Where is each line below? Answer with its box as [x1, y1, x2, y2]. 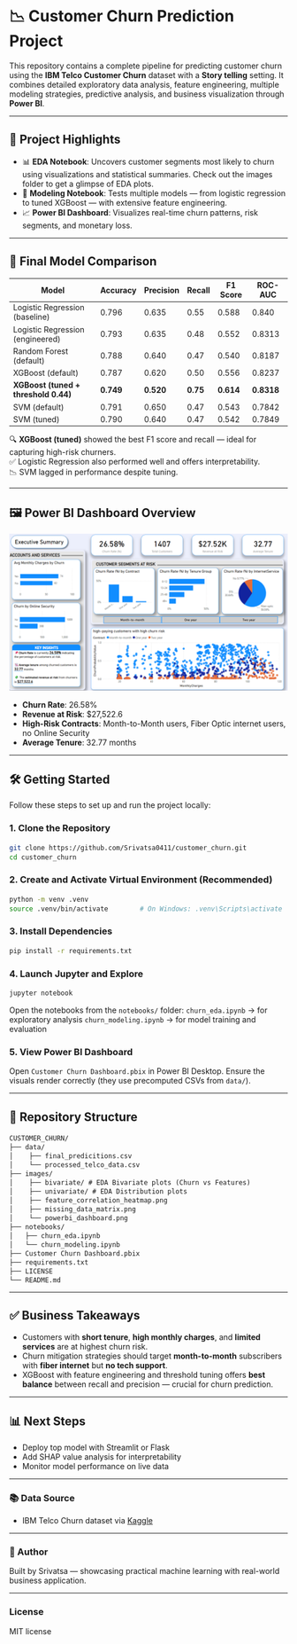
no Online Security [21, 727, 90, 738]
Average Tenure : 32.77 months [21, 737, 137, 748]
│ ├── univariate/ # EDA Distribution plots [9, 1187, 188, 1196]
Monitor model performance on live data [21, 1460, 170, 1471]
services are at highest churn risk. [21, 1341, 148, 1351]
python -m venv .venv [9, 895, 89, 904]
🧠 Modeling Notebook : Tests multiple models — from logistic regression [21, 187, 286, 199]
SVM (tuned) [12, 413, 60, 425]
